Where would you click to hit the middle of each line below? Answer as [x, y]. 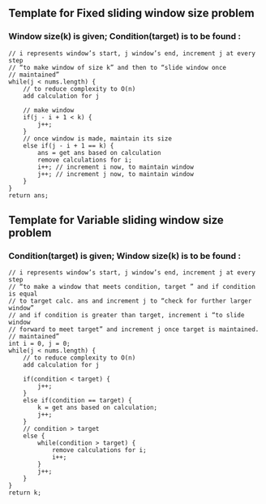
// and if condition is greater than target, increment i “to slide [127, 316]
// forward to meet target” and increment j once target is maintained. [134, 330]
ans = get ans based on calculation [99, 153]
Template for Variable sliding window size [116, 220]
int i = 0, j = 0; [39, 344]
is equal [23, 294]
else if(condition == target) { [77, 401]
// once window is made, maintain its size [98, 138]
